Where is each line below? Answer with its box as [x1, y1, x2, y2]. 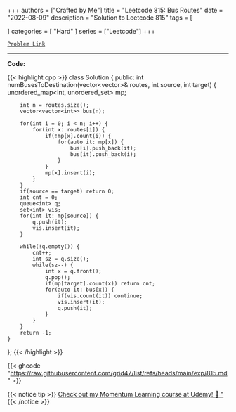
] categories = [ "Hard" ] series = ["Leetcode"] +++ [7, 27, 156, 35]
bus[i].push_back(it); [70, 145, 137, 152]
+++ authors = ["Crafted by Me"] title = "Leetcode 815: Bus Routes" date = [7, 6, 223, 14]
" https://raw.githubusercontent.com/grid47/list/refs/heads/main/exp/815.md [7, 369, 228, 377]
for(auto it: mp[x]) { [57, 139, 124, 146]
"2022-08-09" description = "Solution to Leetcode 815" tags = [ [7, 13, 193, 22]
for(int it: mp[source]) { [20, 212, 99, 219]
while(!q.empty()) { [20, 243, 80, 250]
